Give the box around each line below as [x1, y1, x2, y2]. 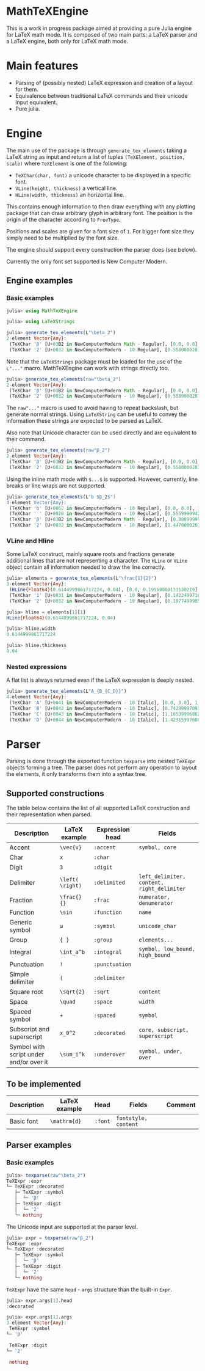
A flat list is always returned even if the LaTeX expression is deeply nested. [6, 676, 194, 684]
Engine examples [6, 276, 73, 286]
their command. [6, 436, 46, 443]
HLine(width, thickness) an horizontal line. [15, 191, 125, 198]
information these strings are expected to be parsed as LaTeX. [6, 417, 163, 425]
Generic [9, 918, 32, 927]
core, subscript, [138, 1026, 189, 1034]
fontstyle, [116, 1115, 148, 1122]
